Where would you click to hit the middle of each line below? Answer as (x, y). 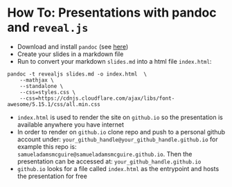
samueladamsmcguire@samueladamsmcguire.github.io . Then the (105, 154)
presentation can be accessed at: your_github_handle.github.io (109, 161)
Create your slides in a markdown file (70, 54)
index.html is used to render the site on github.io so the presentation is (120, 117)
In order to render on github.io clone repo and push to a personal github (121, 132)
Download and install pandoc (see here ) (73, 46)
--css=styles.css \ (48, 92)
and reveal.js (48, 27)
